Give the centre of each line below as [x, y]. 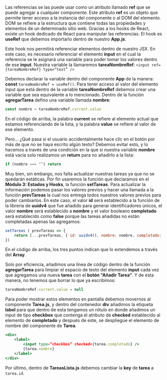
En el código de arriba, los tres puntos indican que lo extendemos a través [82, 249]
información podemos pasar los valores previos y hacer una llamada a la [80, 189]
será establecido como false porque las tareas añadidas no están [72, 216]
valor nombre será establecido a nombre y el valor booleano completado [81, 211]
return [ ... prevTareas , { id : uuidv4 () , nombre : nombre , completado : [88, 235]
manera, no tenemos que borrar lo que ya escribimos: [60, 280]
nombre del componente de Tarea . [41, 326]
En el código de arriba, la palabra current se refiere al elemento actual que [82, 118]
